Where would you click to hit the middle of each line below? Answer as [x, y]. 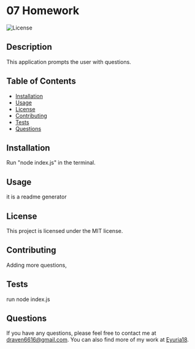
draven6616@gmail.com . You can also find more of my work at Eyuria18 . [97, 340]
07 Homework [43, 11]
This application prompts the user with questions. [69, 61]
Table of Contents [41, 81]
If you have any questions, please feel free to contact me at [81, 333]
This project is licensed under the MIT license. [65, 231]
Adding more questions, [37, 265]
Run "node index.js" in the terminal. [51, 163]
